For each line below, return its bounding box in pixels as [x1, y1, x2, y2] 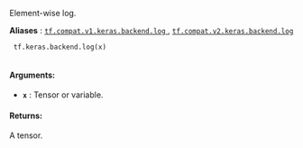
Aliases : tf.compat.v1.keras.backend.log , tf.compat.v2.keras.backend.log [9, 25, 294, 35]
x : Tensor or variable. [22, 89, 104, 100]
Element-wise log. [9, 8, 77, 18]
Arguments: [9, 69, 56, 80]
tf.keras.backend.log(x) [13, 42, 106, 51]
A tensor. [9, 130, 43, 141]
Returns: [9, 110, 43, 121]
